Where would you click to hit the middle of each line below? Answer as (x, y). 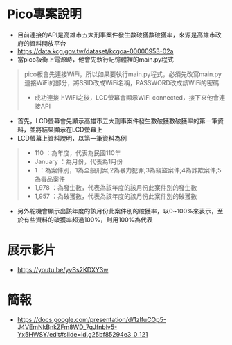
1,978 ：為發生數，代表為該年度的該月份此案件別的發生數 (116, 187)
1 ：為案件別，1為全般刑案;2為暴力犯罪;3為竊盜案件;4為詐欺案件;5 (128, 170)
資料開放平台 (48, 43)
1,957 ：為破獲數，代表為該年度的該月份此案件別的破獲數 (116, 196)
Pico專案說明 (44, 14)
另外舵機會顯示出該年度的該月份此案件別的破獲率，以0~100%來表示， (117, 211)
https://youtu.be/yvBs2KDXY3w (63, 269)
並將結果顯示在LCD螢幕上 (66, 130)
